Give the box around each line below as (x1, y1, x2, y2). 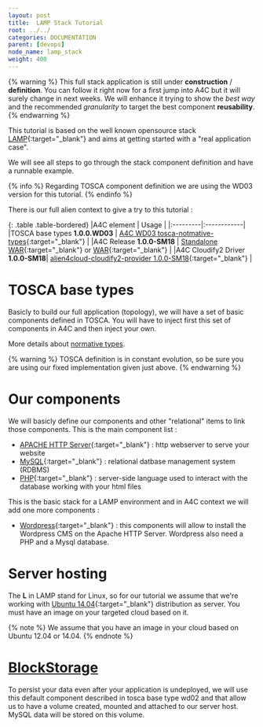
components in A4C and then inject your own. (8, 323, 157, 333)
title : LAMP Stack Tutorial (8, 19, 104, 27)
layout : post (8, 11, 51, 20)
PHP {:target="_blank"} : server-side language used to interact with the (19, 473, 248, 482)
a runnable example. (8, 166, 75, 175)
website (19, 448, 46, 457)
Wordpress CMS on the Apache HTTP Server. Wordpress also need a (19, 529, 243, 538)
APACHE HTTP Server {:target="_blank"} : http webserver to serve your (19, 440, 250, 449)
